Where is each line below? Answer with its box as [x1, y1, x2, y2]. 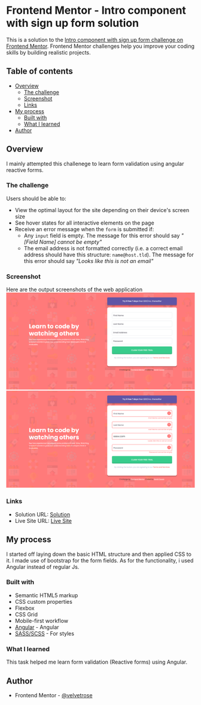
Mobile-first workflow [14, 617, 69, 624]
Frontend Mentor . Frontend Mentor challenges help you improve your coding [6, 43, 195, 50]
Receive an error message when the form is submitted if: [14, 225, 154, 232]
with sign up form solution [6, 16, 139, 30]
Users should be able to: [6, 195, 67, 202]
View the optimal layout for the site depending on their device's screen [14, 206, 190, 213]
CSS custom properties [14, 598, 73, 605]
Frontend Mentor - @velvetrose [14, 691, 93, 698]
